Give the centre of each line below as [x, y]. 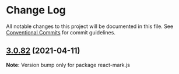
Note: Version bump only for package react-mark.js [68, 65]
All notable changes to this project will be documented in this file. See [90, 26]
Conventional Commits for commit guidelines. [61, 32]
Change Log [36, 10]
